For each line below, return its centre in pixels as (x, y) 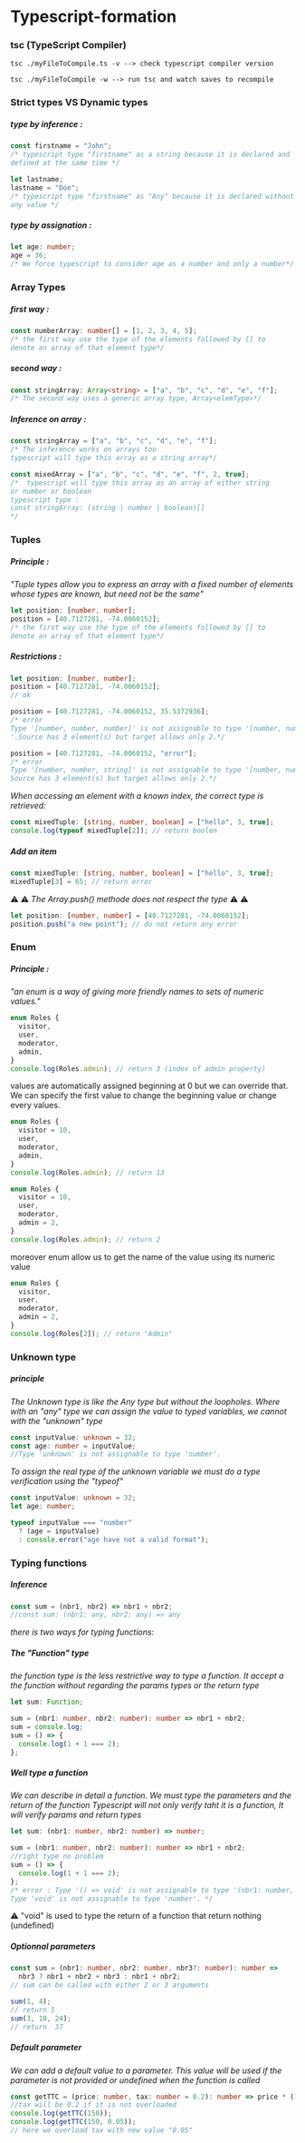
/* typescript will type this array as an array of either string (140, 483)
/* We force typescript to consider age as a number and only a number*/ (152, 264)
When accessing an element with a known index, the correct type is (137, 796)
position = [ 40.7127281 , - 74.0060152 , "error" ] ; (104, 753)
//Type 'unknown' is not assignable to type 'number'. (116, 1454)
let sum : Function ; (47, 1702)
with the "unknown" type (57, 1420)
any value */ (35, 205)
